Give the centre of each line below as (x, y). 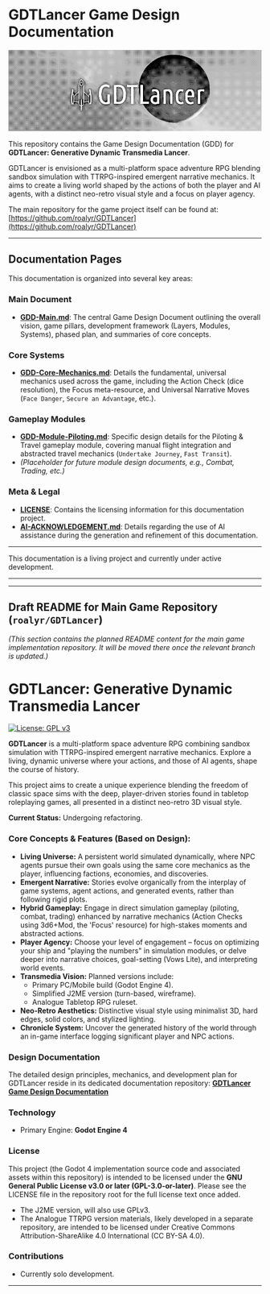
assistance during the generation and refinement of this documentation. (139, 535)
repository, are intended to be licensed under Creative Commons (127, 1227)
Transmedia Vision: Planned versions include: (97, 976)
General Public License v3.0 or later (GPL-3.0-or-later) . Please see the (127, 1185)
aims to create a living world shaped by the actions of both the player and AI (135, 185)
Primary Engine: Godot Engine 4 (74, 1130)
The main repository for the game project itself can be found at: (113, 209)
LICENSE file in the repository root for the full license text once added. (125, 1194)
